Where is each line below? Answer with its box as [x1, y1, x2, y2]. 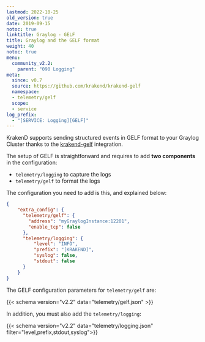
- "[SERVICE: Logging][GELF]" [12, 117, 89, 123]
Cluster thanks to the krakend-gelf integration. [6, 140, 124, 148]
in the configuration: [6, 159, 58, 166]
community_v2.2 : [12, 60, 53, 66]
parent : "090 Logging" [17, 66, 75, 72]
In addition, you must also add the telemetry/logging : [6, 310, 142, 317]
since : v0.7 [12, 77, 43, 83]
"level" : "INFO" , [33, 241, 78, 247]
